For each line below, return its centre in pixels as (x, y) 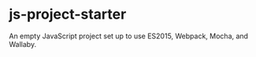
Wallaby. (23, 44)
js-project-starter (68, 14)
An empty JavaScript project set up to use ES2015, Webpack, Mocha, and (129, 36)
